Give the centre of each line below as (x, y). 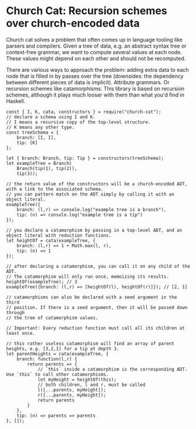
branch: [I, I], (37, 137)
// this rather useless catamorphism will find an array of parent (90, 343)
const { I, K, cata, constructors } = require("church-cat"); (84, 112)
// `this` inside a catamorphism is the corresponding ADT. (112, 369)
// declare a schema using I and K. (51, 117)
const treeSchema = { (33, 132)
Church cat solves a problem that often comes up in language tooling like (94, 39)
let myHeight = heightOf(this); (77, 380)
